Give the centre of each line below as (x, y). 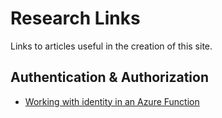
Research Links (75, 18)
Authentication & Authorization (110, 77)
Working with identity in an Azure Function (112, 101)
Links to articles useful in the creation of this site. (111, 46)
